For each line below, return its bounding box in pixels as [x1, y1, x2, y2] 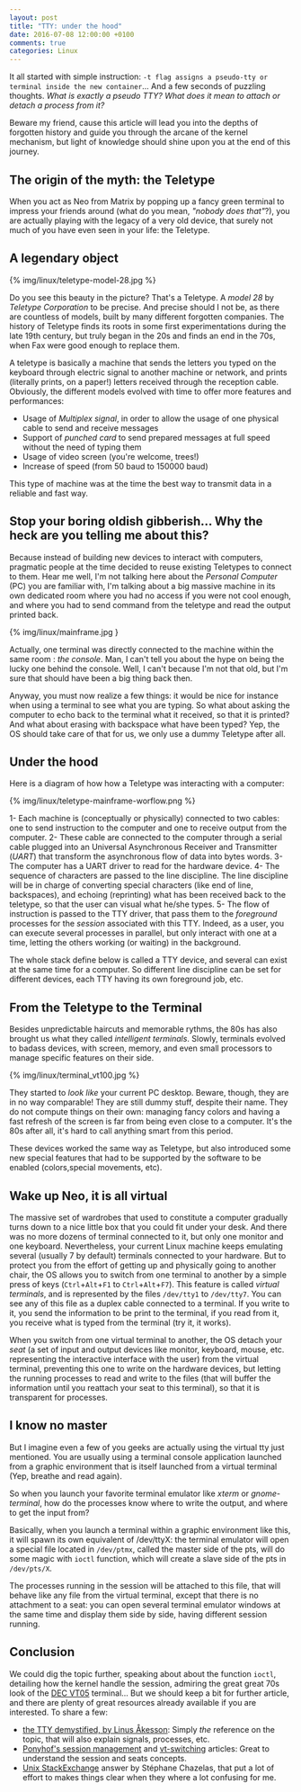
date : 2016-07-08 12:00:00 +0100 [9, 30, 135, 39]
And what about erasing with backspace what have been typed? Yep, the [9, 719, 280, 730]
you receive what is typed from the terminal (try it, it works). [9, 1317, 232, 1328]
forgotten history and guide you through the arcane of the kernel [9, 127, 249, 138]
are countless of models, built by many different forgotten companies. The [9, 311, 285, 322]
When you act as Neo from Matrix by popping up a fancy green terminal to [9, 195, 285, 207]
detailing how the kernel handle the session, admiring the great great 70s [9, 1678, 280, 1689]
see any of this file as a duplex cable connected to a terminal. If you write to [9, 1298, 290, 1309]
